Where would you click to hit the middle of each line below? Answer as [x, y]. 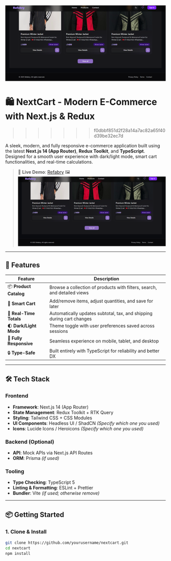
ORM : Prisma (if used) [36, 458]
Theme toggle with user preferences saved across [102, 326]
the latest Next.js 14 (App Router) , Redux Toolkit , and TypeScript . [75, 151]
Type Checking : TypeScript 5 [44, 482]
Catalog [16, 294]
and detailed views [69, 293]
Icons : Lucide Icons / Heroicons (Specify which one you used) [78, 428]
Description [107, 279]
